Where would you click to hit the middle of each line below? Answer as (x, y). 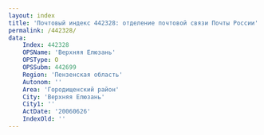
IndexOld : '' (44, 119)
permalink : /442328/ (43, 30)
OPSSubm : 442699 (50, 67)
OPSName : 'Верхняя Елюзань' (69, 52)
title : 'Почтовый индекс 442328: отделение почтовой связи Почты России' (134, 23)
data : (17, 38)
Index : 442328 (46, 45)
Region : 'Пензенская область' (73, 75)
